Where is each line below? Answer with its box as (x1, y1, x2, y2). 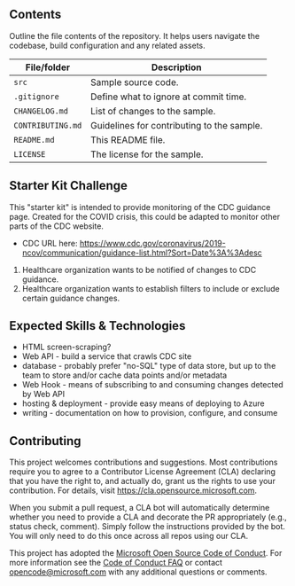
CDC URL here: (21, 238, 78, 248)
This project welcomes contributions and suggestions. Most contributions (9, 457, 278, 468)
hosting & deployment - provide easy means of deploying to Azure (21, 398, 265, 409)
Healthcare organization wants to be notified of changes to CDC (21, 264, 257, 275)
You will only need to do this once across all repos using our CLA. (9, 531, 249, 542)
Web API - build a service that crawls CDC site (21, 351, 192, 362)
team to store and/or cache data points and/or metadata (21, 370, 228, 380)
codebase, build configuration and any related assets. (9, 40, 206, 51)
